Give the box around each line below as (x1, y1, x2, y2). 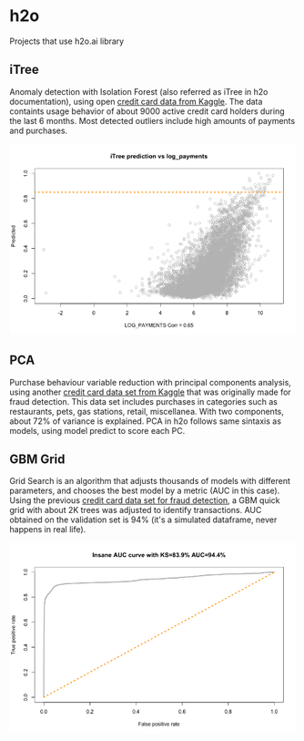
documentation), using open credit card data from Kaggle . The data (9, 96, 263, 107)
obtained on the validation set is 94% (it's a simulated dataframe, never (9, 514, 278, 525)
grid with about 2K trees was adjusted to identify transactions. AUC (9, 505, 262, 516)
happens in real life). (9, 524, 86, 535)
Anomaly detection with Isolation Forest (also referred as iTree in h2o (9, 86, 269, 97)
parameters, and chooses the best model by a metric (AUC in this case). (9, 485, 280, 497)
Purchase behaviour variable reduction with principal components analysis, (9, 376, 291, 387)
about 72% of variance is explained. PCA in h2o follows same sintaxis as (9, 416, 282, 427)
